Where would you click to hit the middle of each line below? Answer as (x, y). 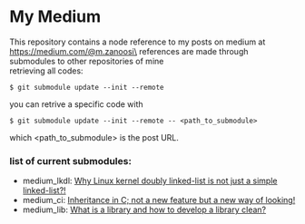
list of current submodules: (70, 161)
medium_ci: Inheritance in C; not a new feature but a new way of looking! (159, 200)
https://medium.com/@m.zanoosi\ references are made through (129, 51)
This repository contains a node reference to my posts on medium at (138, 42)
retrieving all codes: (46, 71)
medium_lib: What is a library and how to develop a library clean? (144, 209)
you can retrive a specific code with (76, 104)
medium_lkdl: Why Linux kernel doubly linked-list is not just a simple (150, 181)
